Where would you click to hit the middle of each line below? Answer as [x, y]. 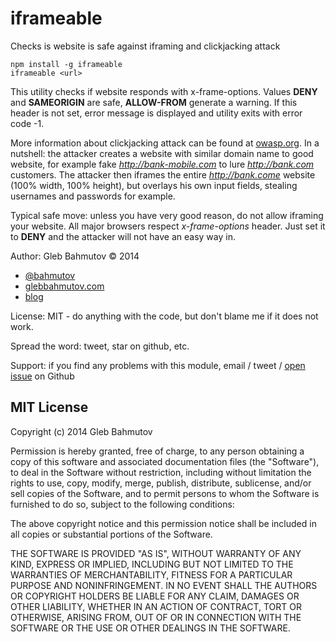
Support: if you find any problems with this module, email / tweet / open [158, 365]
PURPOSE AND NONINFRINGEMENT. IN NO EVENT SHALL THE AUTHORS [164, 585]
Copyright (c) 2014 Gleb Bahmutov [81, 431]
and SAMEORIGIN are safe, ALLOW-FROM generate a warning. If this [154, 102]
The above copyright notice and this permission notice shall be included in [163, 523]
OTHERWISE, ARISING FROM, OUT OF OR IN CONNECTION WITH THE [156, 617]
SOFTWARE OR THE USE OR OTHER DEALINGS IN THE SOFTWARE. [150, 628]
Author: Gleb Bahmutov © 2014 [75, 256]
